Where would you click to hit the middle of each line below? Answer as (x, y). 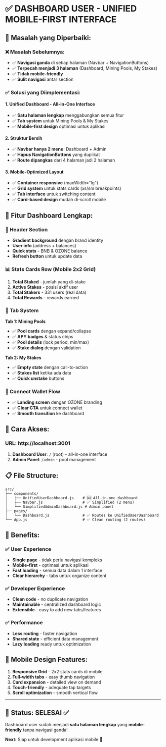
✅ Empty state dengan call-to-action (50, 367)
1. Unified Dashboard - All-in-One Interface (50, 104)
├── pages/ (16, 511)
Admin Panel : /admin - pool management (54, 459)
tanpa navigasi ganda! (45, 730)
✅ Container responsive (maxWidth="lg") (55, 183)
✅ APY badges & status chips (43, 336)
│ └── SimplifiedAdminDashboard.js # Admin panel (59, 507)
